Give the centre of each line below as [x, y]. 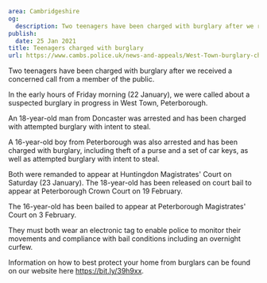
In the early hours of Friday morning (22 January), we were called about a [129, 94]
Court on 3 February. [43, 215]
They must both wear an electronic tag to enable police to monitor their [125, 231]
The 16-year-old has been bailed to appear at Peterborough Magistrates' [127, 207]
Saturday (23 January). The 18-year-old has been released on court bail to [130, 183]
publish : [23, 33]
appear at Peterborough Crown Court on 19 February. [95, 191]
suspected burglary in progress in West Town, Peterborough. [108, 103]
